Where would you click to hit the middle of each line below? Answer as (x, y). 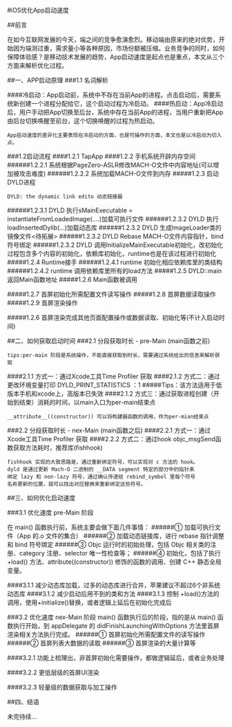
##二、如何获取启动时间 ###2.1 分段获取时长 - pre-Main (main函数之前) (109, 341)
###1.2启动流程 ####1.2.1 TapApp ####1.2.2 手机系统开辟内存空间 (101, 156)
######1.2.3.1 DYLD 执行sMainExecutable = (70, 210)
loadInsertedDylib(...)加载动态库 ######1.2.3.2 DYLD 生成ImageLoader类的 (115, 228)
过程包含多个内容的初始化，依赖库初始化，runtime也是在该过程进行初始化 (112, 254)
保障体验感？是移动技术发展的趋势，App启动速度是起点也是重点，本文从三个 (116, 57)
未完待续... (22, 717)
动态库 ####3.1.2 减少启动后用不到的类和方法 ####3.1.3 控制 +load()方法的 (113, 594)
